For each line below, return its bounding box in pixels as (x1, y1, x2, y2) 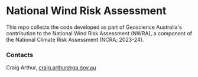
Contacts (6, 51, 34, 59)
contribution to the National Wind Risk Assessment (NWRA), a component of (6, 29, 192, 36)
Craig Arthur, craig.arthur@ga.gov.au (6, 64, 96, 71)
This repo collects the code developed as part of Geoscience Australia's (6, 24, 182, 31)
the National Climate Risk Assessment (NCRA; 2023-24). (6, 36, 144, 43)
